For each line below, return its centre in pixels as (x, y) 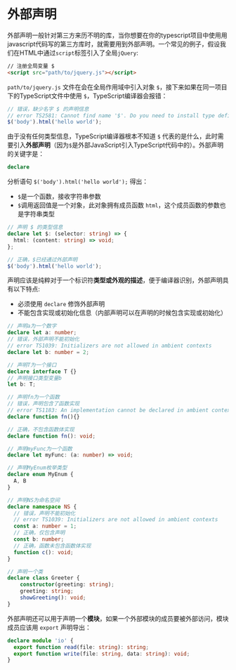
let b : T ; (22, 385)
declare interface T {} (42, 372)
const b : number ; (39, 539)
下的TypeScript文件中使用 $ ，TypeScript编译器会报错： (87, 96)
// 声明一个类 (25, 572)
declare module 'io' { (40, 641)
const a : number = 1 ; (45, 526)
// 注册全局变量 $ (31, 66)
